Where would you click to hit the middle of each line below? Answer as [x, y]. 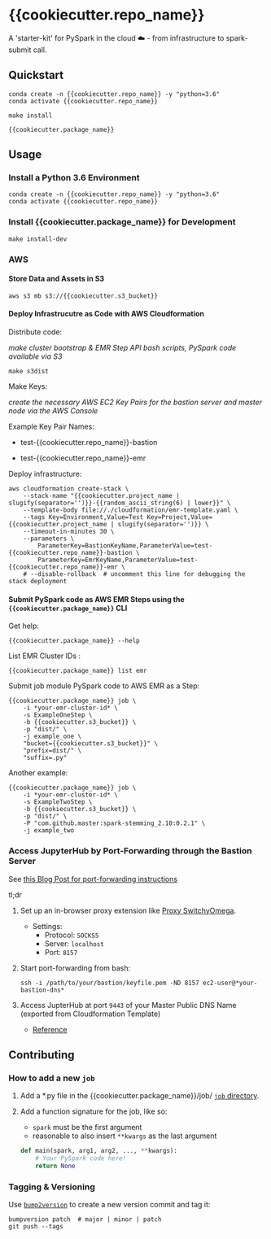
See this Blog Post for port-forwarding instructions [93, 879]
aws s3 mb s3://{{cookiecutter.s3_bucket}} [83, 296]
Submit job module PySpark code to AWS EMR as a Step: [104, 686]
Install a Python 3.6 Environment [74, 178]
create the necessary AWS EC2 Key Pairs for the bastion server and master [135, 402]
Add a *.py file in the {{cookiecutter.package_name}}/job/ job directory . [140, 1096]
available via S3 [35, 356]
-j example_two [49, 831]
